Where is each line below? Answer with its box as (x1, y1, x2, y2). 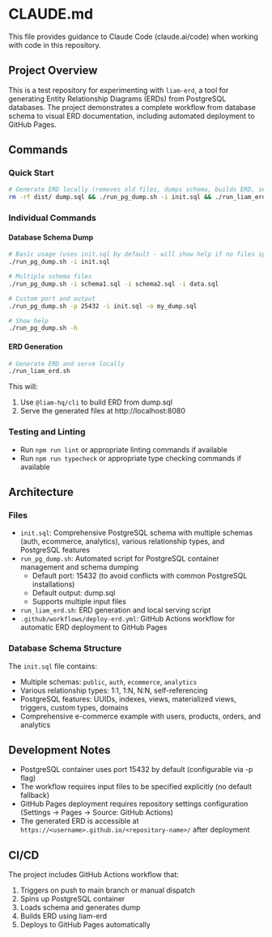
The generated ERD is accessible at (19, 816, 139, 826)
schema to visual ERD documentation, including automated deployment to (8, 111, 255, 121)
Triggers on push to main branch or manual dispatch (19, 885, 196, 895)
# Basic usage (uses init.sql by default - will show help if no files (8, 250, 255, 259)
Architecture (8, 485, 74, 498)
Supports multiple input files (32, 596, 127, 607)
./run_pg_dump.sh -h (8, 324, 79, 333)
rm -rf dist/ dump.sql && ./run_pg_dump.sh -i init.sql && (8, 193, 212, 201)
